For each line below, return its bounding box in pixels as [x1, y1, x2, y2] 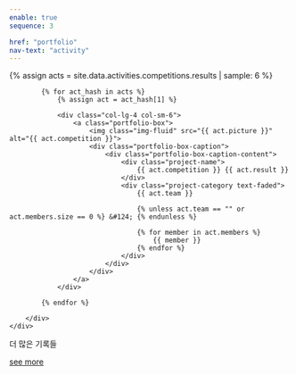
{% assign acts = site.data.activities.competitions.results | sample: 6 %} [9, 71, 274, 81]
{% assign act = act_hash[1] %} [56, 96, 177, 104]
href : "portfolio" [9, 37, 78, 46]
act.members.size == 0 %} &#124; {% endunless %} [9, 212, 198, 221]
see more [9, 356, 45, 367]
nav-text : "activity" [9, 46, 90, 54]
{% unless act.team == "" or [136, 204, 245, 214]
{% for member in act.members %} [136, 229, 261, 237]
